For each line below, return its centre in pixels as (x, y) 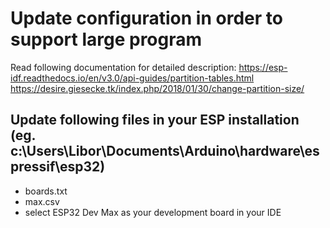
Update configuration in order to (146, 18)
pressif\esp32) (58, 167)
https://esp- (263, 67)
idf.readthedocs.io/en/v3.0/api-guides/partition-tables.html (132, 78)
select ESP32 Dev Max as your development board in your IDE (153, 212)
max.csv (42, 201)
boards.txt (46, 191)
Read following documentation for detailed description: (123, 67)
